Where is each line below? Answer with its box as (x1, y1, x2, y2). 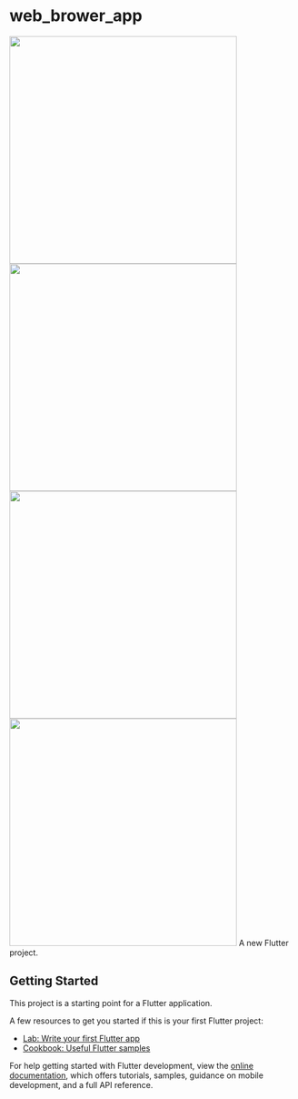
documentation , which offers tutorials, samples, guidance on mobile (9, 1070, 263, 1081)
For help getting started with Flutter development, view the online (9, 1060, 254, 1071)
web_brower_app (9, 5, 143, 26)
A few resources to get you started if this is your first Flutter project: (9, 1015, 263, 1026)
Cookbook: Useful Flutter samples (22, 1043, 151, 1054)
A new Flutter (238, 937, 289, 948)
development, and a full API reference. (9, 1079, 154, 1090)
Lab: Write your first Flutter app (22, 1033, 141, 1044)
